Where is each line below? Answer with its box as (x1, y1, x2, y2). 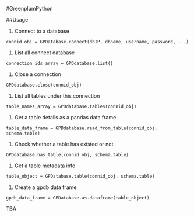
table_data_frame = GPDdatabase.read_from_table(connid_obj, (6, 125, 158, 131)
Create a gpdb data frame (14, 184, 77, 191)
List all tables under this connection (14, 92, 100, 99)
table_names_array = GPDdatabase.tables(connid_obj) (6, 104, 137, 109)
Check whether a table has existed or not (14, 140, 114, 147)
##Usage (6, 16, 29, 23)
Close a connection (14, 71, 61, 78)
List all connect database (14, 49, 75, 56)
